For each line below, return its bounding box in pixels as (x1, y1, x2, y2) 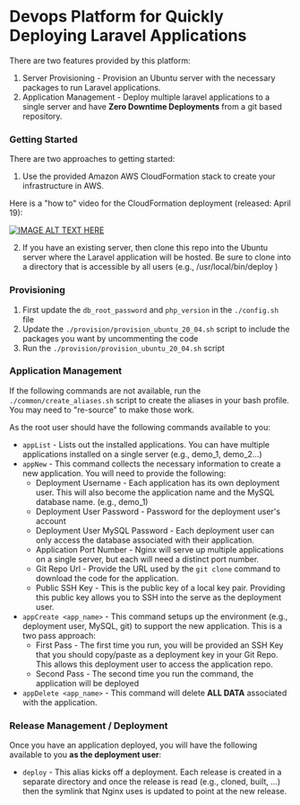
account (35, 515, 66, 526)
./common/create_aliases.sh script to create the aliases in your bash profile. (9, 394, 289, 405)
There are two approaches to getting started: (9, 154, 176, 164)
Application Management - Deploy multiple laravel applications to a (21, 92, 270, 102)
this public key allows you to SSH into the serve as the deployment (35, 591, 282, 603)
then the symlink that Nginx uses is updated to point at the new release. (21, 786, 287, 797)
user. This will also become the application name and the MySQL (35, 487, 275, 498)
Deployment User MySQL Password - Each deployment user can (35, 525, 275, 535)
